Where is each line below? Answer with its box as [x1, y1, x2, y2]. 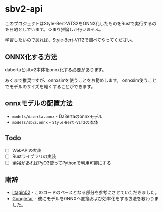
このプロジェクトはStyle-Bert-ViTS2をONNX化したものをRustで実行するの [5, 20, 157, 26]
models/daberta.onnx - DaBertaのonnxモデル [12, 113, 103, 119]
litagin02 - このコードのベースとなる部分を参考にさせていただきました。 [12, 189, 159, 195]
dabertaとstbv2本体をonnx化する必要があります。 [5, 66, 107, 72]
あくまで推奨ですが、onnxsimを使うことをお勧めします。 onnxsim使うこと [5, 77, 157, 83]
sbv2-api [5, 3, 43, 15]
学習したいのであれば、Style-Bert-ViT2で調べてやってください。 [5, 37, 136, 43]
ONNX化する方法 [5, 53, 58, 61]
